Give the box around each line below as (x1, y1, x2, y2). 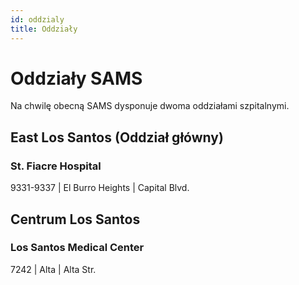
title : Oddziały (10, 24, 78, 34)
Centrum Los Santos (10, 211, 141, 228)
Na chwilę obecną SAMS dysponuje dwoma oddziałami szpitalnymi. (10, 100, 290, 112)
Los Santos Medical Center (10, 241, 145, 255)
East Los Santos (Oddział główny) (10, 129, 224, 146)
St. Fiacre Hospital (10, 159, 102, 173)
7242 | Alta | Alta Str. (10, 263, 97, 275)
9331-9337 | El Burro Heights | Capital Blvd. (10, 182, 190, 194)
